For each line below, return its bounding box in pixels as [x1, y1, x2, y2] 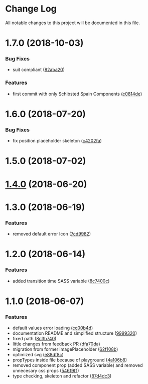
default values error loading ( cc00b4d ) [12, 325, 93, 331]
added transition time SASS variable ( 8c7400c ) [12, 278, 110, 284]
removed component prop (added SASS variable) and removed [12, 362, 143, 368]
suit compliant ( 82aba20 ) [12, 66, 65, 73]
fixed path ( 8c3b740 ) [12, 336, 57, 342]
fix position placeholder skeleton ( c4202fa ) [12, 138, 102, 144]
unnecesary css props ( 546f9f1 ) [12, 368, 79, 374]
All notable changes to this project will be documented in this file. [5, 20, 140, 26]
